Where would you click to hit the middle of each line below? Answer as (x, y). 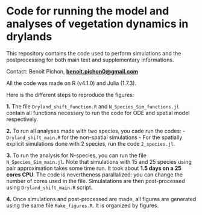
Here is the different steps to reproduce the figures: (70, 95)
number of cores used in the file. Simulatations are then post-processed (96, 181)
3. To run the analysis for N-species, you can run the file (76, 155)
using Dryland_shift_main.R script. (49, 187)
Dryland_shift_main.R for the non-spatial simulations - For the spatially (94, 137)
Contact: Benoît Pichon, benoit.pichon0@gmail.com (72, 71)
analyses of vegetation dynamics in (97, 24)
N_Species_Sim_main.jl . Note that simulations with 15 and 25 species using (99, 161)
